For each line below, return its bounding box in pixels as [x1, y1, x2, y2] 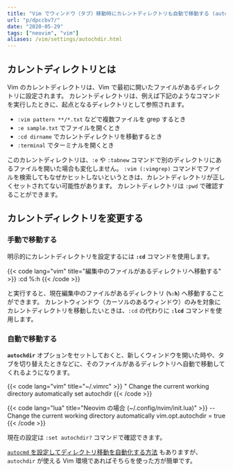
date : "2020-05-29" [7, 23, 64, 30]
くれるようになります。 [7, 368, 74, 376]
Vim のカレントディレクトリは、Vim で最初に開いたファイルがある [7, 82, 196, 91]
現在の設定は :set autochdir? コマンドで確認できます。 [7, 433, 166, 441]
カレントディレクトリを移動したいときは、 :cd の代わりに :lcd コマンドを [7, 306, 216, 314]
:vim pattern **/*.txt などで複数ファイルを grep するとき [17, 115, 187, 123]
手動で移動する [7, 235, 58, 245]
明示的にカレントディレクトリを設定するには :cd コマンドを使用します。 [7, 252, 214, 260]
